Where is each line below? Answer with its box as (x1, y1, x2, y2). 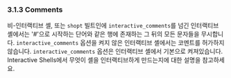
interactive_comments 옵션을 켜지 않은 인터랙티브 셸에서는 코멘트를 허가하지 (16, 39, 225, 47)
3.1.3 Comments (7, 5, 63, 14)
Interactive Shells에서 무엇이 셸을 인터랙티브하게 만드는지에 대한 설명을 (7, 56, 201, 64)
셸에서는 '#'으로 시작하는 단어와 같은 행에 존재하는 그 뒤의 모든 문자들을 (7, 30, 200, 39)
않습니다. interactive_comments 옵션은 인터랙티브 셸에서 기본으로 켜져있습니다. (7, 47, 223, 56)
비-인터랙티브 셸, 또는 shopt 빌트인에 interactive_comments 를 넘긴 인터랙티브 (7, 21, 219, 30)
